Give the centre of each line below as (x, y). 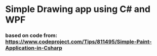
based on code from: (31, 35)
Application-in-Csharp (34, 48)
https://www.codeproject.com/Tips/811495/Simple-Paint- (78, 42)
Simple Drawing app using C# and (78, 9)
